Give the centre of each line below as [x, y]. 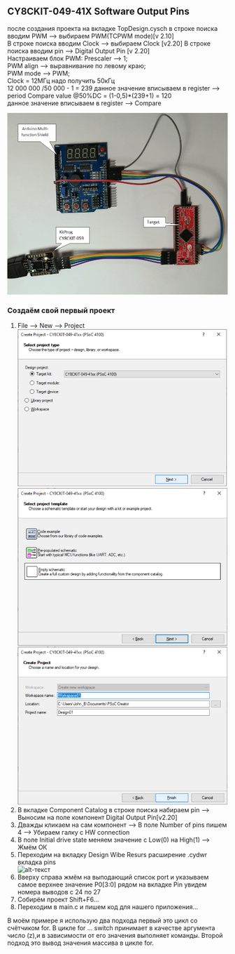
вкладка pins [36, 862]
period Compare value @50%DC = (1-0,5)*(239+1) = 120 [90, 95]
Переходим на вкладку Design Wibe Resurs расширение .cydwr [112, 854]
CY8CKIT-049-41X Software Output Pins [99, 12]
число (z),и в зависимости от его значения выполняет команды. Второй [115, 935]
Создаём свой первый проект [61, 310]
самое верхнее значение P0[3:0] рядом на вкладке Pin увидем [112, 885]
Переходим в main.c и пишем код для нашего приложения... [108, 907]
